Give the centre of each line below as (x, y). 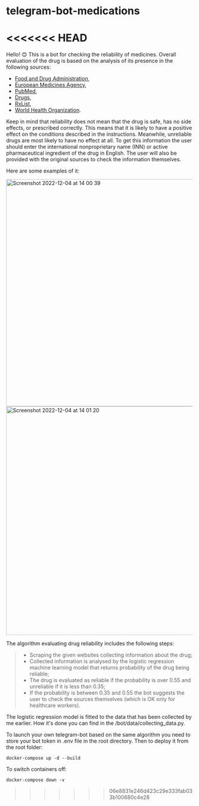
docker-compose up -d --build (44, 758)
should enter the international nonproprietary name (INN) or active (87, 147)
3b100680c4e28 (129, 797)
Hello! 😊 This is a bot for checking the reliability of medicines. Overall (91, 55)
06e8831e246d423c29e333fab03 (151, 791)
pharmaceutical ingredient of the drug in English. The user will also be (92, 153)
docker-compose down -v (36, 780)
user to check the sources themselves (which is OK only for (102, 699)
